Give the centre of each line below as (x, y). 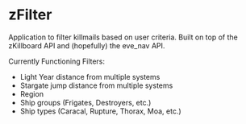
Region (32, 93)
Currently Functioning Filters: (57, 61)
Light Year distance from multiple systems (90, 76)
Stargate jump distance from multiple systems (96, 85)
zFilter (30, 15)
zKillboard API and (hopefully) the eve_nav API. (87, 45)
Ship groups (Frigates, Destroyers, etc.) (85, 102)
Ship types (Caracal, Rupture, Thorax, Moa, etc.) (100, 111)
